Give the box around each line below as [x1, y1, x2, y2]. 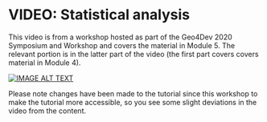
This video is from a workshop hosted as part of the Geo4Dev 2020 [8, 32, 233, 42]
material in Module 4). [8, 58, 81, 67]
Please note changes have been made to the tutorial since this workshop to [8, 88, 258, 98]
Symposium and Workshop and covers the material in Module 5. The [8, 40, 236, 50]
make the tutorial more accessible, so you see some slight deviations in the [8, 97, 257, 107]
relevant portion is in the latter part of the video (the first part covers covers [8, 49, 259, 59]
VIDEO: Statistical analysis [8, 6, 191, 24]
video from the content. [8, 106, 87, 116]
